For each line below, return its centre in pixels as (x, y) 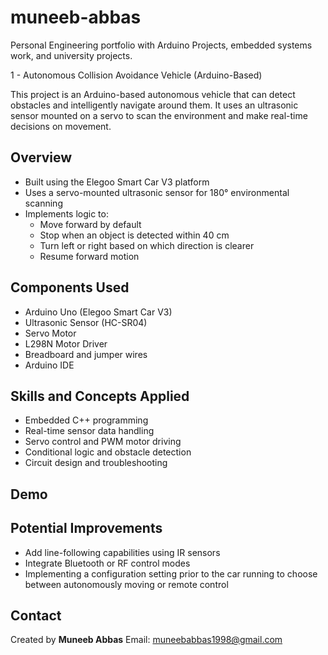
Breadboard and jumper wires (86, 354)
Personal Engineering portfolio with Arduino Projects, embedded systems (161, 45)
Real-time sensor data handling (89, 431)
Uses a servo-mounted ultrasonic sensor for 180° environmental (157, 192)
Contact (36, 615)
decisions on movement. (61, 126)
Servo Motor (50, 333)
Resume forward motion (89, 256)
